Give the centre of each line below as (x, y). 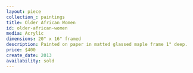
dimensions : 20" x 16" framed (44, 39)
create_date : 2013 (29, 55)
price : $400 (21, 50)
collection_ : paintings (36, 17)
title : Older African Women (41, 22)
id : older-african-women (37, 28)
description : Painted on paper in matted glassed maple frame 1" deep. (97, 45)
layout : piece (24, 11)
